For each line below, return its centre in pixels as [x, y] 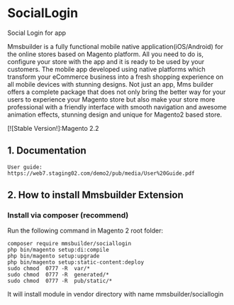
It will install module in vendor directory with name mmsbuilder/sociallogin [116, 294]
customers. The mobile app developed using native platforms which [106, 69]
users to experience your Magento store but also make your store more [111, 99]
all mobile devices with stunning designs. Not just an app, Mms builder [111, 84]
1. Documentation [47, 151]
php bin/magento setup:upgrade [54, 256]
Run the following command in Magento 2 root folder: [85, 231]
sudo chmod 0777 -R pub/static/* [60, 281]
